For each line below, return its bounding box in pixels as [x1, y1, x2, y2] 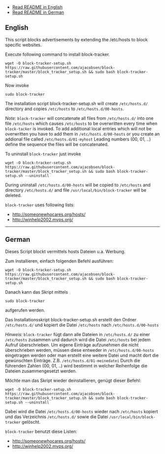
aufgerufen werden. [5, 307, 45, 313]
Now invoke [5, 82, 29, 88]
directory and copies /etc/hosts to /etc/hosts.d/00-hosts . [5, 106, 124, 112]
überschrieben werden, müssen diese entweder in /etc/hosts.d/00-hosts [5, 347, 155, 353]
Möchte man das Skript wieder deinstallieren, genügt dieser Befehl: [5, 377, 141, 383]
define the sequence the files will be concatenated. [5, 141, 109, 147]
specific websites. [5, 42, 42, 48]
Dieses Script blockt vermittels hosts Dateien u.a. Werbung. [5, 248, 126, 255]
